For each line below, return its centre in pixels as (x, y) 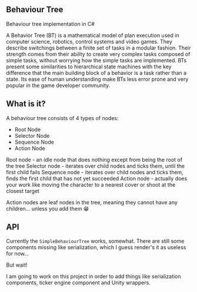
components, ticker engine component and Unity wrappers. (79, 283)
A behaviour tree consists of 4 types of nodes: (62, 118)
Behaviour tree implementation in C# (51, 24)
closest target (23, 191)
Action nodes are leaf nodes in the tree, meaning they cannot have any (92, 202)
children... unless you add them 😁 (48, 208)
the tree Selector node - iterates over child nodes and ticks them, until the (96, 166)
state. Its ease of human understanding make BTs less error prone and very (97, 79)
